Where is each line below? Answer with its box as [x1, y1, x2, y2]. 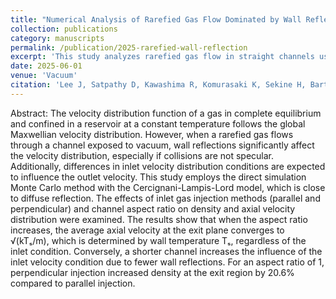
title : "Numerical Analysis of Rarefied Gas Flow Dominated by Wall [10, 14, 302, 25]
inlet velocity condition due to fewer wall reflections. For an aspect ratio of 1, [10, 256, 325, 268]
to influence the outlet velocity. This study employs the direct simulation [10, 171, 307, 183]
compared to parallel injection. [10, 277, 136, 289]
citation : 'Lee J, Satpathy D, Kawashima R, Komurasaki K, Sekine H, [10, 80, 307, 90]
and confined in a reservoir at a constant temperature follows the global [10, 117, 306, 130]
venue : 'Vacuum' [10, 71, 78, 81]
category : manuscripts [10, 33, 105, 43]
